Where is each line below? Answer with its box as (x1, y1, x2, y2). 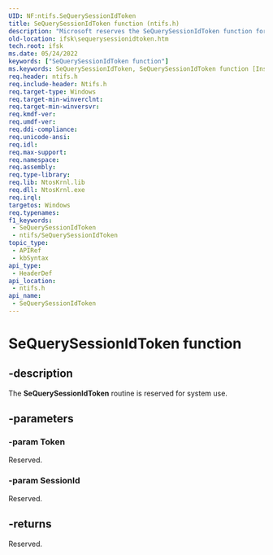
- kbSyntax (11, 254, 49, 262)
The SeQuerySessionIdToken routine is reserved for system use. (8, 388, 227, 398)
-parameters (8, 412, 74, 426)
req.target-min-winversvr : (8, 103, 100, 111)
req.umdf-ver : (8, 118, 57, 126)
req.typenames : (8, 208, 60, 216)
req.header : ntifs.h (8, 72, 79, 81)
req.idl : (8, 140, 38, 149)
